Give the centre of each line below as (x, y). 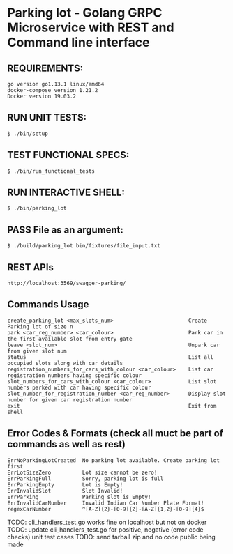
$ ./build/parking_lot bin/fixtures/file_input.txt (84, 246)
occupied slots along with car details (65, 363)
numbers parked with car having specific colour (79, 387)
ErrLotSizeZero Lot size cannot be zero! (82, 472)
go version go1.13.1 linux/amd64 (56, 84)
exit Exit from (112, 406)
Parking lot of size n (40, 326)
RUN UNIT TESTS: (47, 117)
